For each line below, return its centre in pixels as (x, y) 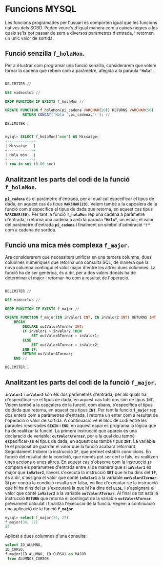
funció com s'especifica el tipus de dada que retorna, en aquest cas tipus (79, 209)
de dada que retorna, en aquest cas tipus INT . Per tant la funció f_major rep (81, 410)
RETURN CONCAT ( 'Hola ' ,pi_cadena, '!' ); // (66, 115)
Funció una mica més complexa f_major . (67, 245)
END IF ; (30, 349)
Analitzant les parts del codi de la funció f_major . (81, 383)
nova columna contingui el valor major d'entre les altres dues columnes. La (81, 267)
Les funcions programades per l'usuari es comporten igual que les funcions (81, 23)
